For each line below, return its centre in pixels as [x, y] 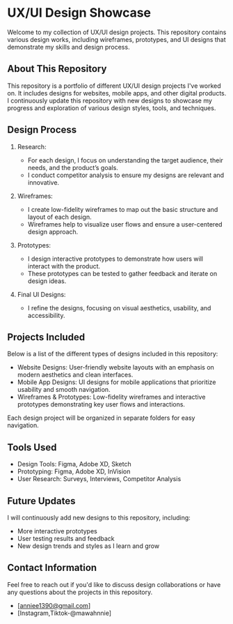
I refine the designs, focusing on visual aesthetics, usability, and [119, 307]
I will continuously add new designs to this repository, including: [99, 518]
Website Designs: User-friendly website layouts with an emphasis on [115, 367]
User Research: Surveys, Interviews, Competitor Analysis [99, 479]
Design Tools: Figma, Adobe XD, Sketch [74, 464]
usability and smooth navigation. [64, 390]
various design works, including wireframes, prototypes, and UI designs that [116, 39]
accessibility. [46, 315]
